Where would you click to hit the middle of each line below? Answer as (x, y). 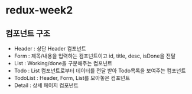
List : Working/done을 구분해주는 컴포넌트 (63, 63)
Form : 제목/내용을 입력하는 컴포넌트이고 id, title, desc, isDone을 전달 (95, 56)
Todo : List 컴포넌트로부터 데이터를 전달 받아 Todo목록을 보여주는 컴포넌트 (100, 70)
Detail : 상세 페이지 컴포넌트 (46, 85)
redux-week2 (39, 10)
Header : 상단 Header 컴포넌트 (50, 48)
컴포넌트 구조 (28, 33)
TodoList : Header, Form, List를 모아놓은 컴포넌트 (72, 78)
